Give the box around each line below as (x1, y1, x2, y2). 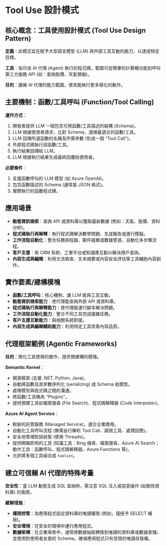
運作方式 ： (5, 112, 27, 118)
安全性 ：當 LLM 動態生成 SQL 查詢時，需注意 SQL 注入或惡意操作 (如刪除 (5, 483, 156, 489)
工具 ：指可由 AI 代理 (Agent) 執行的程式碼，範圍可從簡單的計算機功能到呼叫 (5, 65, 161, 71)
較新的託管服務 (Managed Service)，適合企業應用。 (12, 421, 119, 427)
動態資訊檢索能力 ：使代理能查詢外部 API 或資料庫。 (12, 298, 119, 304)
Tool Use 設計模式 (5, 5, 79, 16)
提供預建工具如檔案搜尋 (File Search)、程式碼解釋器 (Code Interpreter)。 (12, 400, 162, 406)
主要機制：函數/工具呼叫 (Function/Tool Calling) (5, 98, 155, 107)
